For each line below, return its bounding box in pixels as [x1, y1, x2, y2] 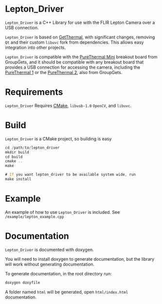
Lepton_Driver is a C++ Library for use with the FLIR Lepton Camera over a [5, 19, 155, 25]
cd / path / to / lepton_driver [5, 145, 60, 150]
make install [5, 177, 32, 182]
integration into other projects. [5, 44, 66, 50]
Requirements [5, 87, 63, 98]
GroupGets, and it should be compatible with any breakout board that [5, 59, 144, 65]
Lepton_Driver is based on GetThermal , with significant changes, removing [5, 34, 155, 40]
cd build [5, 154, 23, 159]
